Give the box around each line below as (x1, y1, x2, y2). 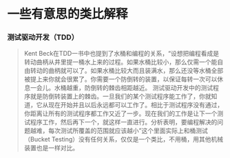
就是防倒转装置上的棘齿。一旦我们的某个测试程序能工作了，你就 (30, 92, 211, 100)
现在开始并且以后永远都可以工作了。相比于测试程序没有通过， (48, 101, 224, 109)
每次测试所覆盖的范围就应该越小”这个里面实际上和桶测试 (48, 126, 208, 135)
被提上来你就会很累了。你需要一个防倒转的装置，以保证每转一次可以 (23, 75, 218, 83)
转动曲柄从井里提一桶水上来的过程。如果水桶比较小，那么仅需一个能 (23, 58, 218, 66)
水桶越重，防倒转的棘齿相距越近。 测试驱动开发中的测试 (54, 84, 213, 92)
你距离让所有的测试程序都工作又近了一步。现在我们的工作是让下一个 (23, 109, 218, 117)
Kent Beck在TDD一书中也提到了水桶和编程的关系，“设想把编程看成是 (23, 49, 220, 58)
